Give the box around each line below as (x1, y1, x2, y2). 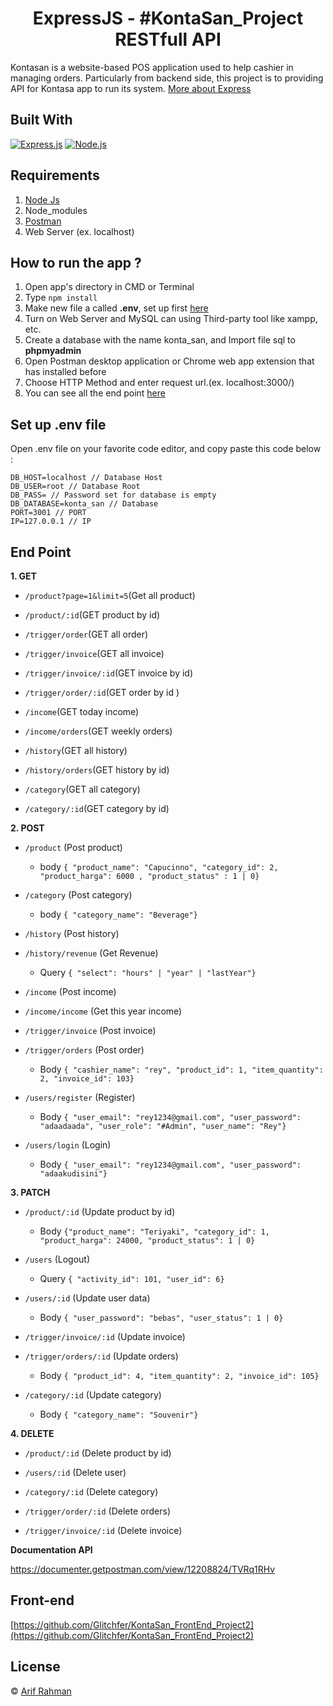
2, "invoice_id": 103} (39, 1074, 135, 1084)
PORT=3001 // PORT (10, 508, 87, 518)
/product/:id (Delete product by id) (24, 1447, 172, 1459)
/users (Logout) (24, 1253, 91, 1265)
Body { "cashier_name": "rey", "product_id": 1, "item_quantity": (39, 1063, 324, 1075)
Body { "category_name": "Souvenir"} (39, 1408, 199, 1420)
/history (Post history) (24, 928, 120, 939)
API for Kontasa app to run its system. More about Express (10, 82, 252, 94)
